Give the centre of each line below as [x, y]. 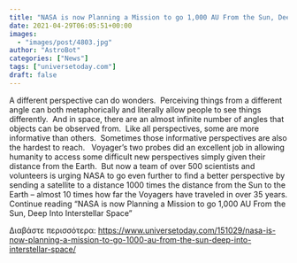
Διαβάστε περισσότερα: [53, 230]
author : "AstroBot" [45, 50]
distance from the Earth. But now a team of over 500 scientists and [132, 166]
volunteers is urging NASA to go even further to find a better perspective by [147, 175]
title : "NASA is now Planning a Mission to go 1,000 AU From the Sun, [142, 17]
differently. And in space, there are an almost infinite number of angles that [147, 119]
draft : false [33, 75]
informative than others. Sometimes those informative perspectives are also [148, 137]
